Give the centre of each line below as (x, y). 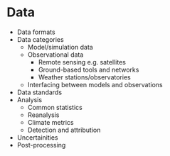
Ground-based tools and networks (89, 69)
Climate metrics (51, 122)
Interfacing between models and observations (95, 84)
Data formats (36, 32)
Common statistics (55, 107)
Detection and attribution (64, 130)
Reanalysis (43, 115)
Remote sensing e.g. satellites (82, 62)
